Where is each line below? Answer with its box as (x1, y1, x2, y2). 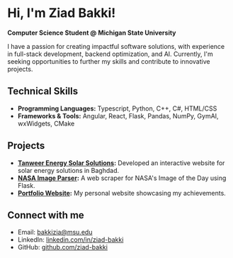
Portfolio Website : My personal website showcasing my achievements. (17, 189, 227, 197)
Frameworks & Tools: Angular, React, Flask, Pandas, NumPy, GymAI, (17, 111, 219, 120)
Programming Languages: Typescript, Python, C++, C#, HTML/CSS (17, 104, 217, 113)
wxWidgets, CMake (17, 119, 75, 128)
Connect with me (7, 209, 85, 221)
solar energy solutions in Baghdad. (17, 166, 120, 174)
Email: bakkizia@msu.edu (17, 228, 93, 237)
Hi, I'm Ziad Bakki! (7, 5, 116, 21)
